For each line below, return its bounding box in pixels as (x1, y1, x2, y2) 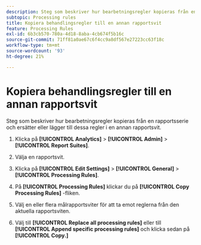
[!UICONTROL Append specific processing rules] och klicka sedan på (14, 225, 190, 232)
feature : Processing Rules (6, 25, 74, 32)
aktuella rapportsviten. (14, 207, 71, 214)
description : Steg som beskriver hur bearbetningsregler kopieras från (6, 8, 188, 15)
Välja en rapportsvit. (14, 153, 65, 160)
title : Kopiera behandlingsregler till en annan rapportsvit (6, 20, 162, 26)
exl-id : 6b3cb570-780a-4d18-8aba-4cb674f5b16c (6, 31, 124, 37)
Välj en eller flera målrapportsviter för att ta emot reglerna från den (14, 201, 179, 208)
